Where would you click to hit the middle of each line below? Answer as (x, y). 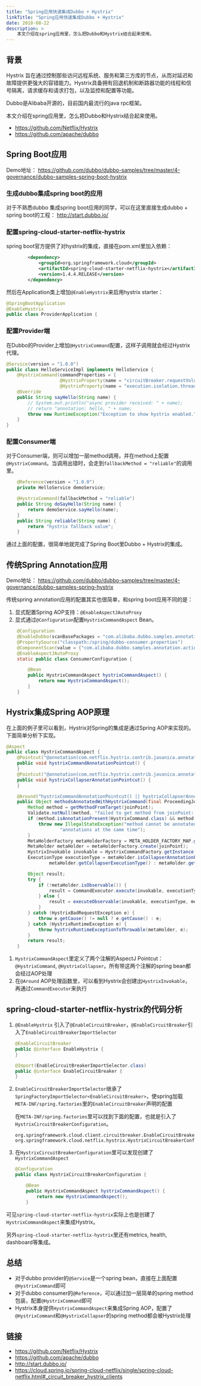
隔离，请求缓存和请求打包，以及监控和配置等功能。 (74, 90)
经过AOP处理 (36, 973)
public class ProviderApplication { (52, 314)
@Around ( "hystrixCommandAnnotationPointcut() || (79, 796)
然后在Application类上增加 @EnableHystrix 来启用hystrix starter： (85, 292)
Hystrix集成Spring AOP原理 (58, 712)
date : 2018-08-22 (28, 23)
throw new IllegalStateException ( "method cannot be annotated (117, 824)
